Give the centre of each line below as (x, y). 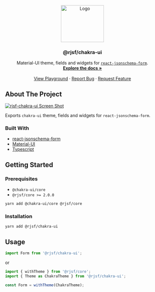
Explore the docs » (82, 68)
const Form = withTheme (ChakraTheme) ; (45, 285)
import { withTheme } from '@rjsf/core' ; (48, 271)
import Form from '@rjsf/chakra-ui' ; (44, 253)
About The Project (34, 94)
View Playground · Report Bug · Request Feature (82, 79)
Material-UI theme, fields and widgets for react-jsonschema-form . (82, 63)
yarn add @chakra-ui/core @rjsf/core (44, 204)
